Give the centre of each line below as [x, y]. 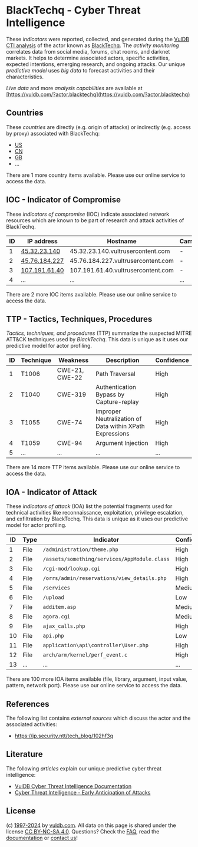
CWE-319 [72, 394]
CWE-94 [70, 443]
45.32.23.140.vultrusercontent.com [120, 251]
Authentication [116, 387]
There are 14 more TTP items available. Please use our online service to [93, 467]
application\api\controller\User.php [96, 645]
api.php [53, 636]
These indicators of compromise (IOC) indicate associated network [88, 214]
